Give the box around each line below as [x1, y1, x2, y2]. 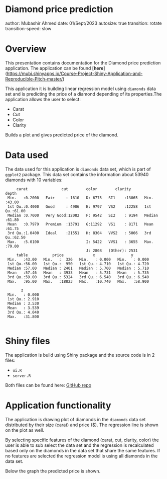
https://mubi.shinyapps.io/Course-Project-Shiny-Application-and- [7, 70, 143, 76]
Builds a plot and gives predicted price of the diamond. [5, 132, 119, 138]
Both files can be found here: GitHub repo [5, 382, 92, 388]
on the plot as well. [5, 427, 44, 433]
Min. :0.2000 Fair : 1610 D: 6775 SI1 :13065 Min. [7, 195, 154, 200]
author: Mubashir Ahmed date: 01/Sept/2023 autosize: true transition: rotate [5, 20, 162, 26]
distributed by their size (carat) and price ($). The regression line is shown [5, 422, 159, 428]
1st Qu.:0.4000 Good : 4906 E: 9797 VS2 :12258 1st [7, 204, 151, 209]
